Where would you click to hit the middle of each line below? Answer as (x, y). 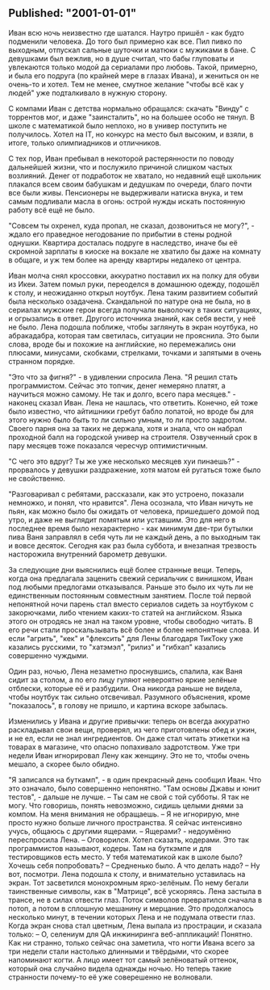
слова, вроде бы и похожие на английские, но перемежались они (122, 344)
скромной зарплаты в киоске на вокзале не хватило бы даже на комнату (135, 251)
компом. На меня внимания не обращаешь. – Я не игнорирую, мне (124, 814)
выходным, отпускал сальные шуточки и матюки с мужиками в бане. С (132, 50)
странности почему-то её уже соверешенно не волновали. (111, 977)
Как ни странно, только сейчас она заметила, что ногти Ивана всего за (132, 942)
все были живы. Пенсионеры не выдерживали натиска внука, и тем (126, 192)
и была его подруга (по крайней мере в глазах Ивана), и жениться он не (134, 75)
